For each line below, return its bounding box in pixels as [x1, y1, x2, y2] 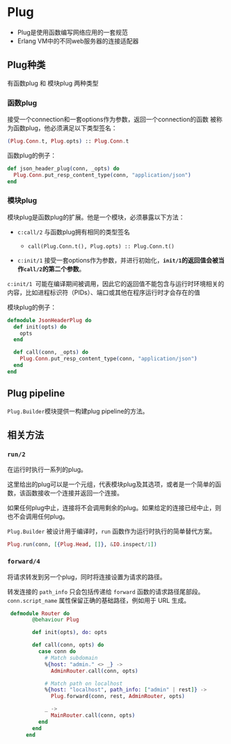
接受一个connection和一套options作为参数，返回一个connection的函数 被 [7, 116, 217, 124]
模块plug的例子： [7, 303, 57, 311]
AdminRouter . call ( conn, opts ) [51, 667, 138, 674]
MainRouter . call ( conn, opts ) [51, 712, 136, 719]
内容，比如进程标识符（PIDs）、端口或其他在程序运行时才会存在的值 [7, 288, 200, 296]
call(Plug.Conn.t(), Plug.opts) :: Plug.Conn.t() [27, 243, 175, 250]
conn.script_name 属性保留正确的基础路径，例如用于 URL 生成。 [7, 596, 190, 604]
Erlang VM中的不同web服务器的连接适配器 [17, 36, 139, 45]
